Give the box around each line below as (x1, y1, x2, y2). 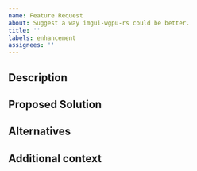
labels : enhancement (8, 33, 77, 42)
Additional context (8, 152, 102, 165)
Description (8, 71, 68, 84)
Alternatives (8, 125, 71, 138)
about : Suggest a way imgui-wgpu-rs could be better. (8, 19, 191, 27)
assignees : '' (8, 41, 56, 49)
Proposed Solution (8, 97, 102, 111)
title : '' (8, 26, 41, 34)
